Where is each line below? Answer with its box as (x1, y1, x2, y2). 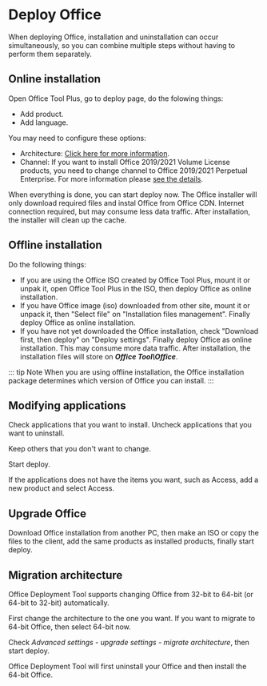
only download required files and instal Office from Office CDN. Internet (8, 198, 245, 207)
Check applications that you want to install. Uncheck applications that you (8, 420, 252, 430)
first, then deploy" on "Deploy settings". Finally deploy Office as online (19, 335, 253, 344)
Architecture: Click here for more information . (19, 148, 170, 158)
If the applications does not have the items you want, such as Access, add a (8, 475, 259, 485)
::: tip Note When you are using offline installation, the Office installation (8, 367, 245, 377)
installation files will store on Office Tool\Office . (19, 351, 178, 361)
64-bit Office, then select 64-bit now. (8, 622, 132, 632)
